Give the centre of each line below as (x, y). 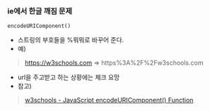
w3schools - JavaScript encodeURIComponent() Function (109, 100)
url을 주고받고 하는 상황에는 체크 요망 (69, 77)
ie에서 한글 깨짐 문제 (40, 11)
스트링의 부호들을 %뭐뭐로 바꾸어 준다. (71, 40)
